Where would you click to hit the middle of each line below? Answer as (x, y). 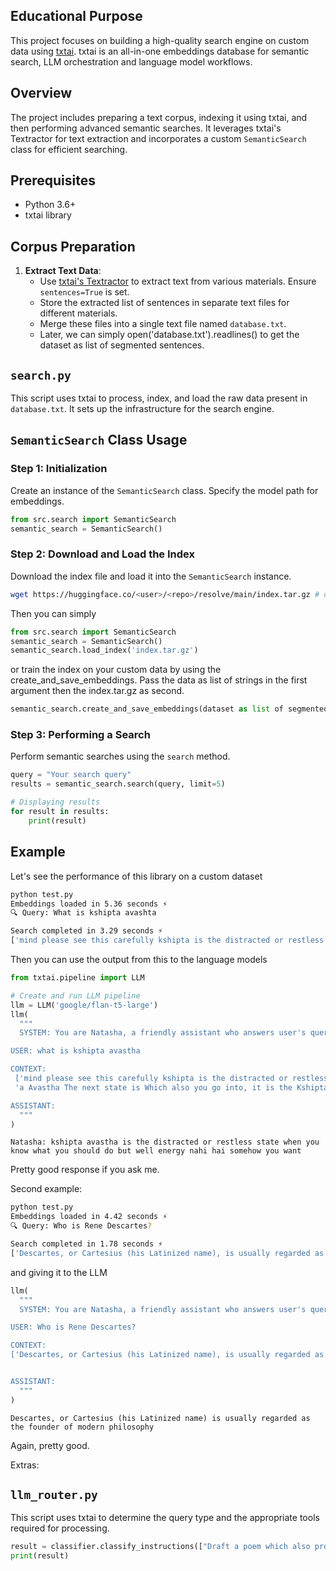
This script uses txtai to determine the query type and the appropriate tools (165, 1518)
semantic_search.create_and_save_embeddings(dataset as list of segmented (169, 709)
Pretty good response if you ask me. (85, 1170)
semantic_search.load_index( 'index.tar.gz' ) (104, 650)
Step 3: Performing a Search (80, 735)
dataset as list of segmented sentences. (122, 345)
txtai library (48, 215)
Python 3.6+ (50, 205)
